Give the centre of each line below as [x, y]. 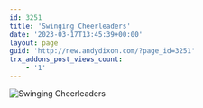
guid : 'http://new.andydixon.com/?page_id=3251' [102, 51]
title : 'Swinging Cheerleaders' [70, 26]
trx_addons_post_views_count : [66, 59]
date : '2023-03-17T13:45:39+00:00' [76, 34]
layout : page [34, 43]
